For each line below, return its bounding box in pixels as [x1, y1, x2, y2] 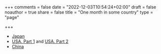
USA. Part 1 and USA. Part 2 [11, 38, 69, 44]
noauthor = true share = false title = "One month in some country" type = [4, 9, 154, 15]
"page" [4, 15, 19, 20]
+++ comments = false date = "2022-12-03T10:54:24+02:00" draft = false [4, 4, 157, 10]
